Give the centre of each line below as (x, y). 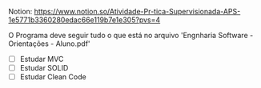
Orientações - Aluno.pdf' (49, 44)
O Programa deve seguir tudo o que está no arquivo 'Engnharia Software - (131, 35)
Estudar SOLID (44, 68)
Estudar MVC (42, 59)
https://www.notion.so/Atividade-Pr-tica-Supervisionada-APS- (137, 11)
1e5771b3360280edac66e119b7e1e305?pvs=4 (84, 20)
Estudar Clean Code (53, 77)
